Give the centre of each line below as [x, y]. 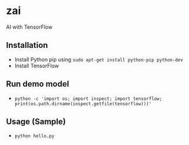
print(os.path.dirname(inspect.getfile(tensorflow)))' [83, 103]
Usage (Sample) [36, 121]
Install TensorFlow [37, 65]
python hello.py [34, 136]
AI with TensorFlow [29, 27]
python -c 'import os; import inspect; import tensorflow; [88, 99]
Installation [27, 45]
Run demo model [38, 84]
